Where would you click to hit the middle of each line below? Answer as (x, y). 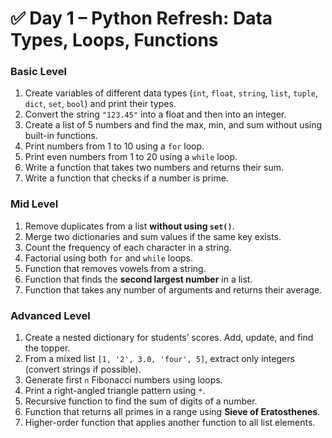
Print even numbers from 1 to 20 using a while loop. (131, 157)
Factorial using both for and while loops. (109, 258)
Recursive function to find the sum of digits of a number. (141, 401)
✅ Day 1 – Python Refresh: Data (141, 18)
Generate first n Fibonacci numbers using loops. (123, 380)
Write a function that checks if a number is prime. (126, 178)
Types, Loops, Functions (114, 40)
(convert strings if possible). (83, 369)
